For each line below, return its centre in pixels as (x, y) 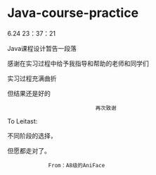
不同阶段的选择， (32, 135)
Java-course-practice (73, 13)
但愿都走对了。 (29, 150)
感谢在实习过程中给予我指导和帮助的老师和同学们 (78, 63)
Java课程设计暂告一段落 (42, 48)
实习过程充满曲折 (32, 78)
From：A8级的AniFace (77, 165)
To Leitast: (22, 121)
